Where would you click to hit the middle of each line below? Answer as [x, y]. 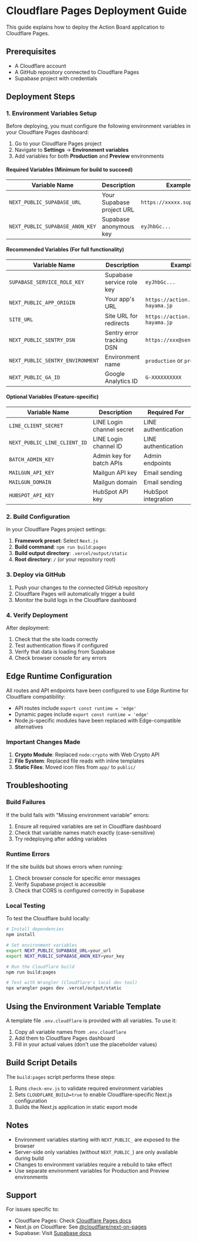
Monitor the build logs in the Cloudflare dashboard [75, 600]
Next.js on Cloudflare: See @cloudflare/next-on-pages [81, 1227]
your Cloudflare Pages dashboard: [47, 132]
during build [29, 1158]
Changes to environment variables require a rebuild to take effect [93, 1164]
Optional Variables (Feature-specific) [52, 397]
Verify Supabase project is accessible [60, 884]
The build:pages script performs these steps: [61, 1077]
